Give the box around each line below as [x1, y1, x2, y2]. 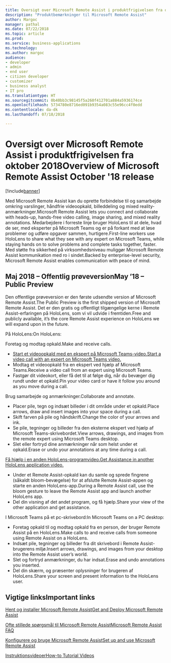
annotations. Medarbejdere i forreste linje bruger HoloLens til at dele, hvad [5, 219, 162, 225]
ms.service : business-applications [5, 41, 81, 46]
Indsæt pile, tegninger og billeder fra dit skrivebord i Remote [12, 540, 139, 547]
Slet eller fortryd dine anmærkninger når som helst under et [12, 441, 137, 447]
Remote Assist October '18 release [5, 171, 154, 183]
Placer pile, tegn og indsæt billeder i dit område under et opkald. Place [12, 403, 159, 409]
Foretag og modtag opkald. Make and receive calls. [5, 341, 112, 347]
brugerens [12, 546, 35, 552]
